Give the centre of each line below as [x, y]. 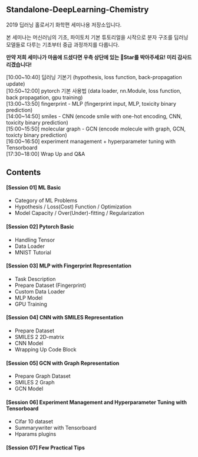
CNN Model [29, 343]
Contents [24, 173]
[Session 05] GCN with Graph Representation [63, 363]
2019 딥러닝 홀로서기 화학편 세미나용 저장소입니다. [64, 25]
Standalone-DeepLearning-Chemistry [77, 10]
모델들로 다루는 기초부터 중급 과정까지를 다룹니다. [63, 44]
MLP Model [29, 298]
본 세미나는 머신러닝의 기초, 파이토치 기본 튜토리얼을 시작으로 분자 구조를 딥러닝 [97, 37]
